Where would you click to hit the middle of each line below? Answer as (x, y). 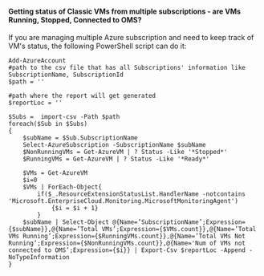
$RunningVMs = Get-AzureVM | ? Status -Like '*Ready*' (116, 159)
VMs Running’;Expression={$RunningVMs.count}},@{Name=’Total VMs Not (127, 237)
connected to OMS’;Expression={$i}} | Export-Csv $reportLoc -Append (127, 250)
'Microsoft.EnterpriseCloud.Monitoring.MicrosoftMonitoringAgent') (124, 201)
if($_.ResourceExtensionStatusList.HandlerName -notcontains (142, 194)
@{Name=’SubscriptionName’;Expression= (179, 222)
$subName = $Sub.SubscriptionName (80, 138)
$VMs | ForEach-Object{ (63, 187)
